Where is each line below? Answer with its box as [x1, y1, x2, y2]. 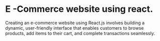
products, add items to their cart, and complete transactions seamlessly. [5, 30, 155, 36]
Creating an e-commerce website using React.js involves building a [5, 20, 145, 26]
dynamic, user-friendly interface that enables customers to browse [5, 25, 144, 31]
